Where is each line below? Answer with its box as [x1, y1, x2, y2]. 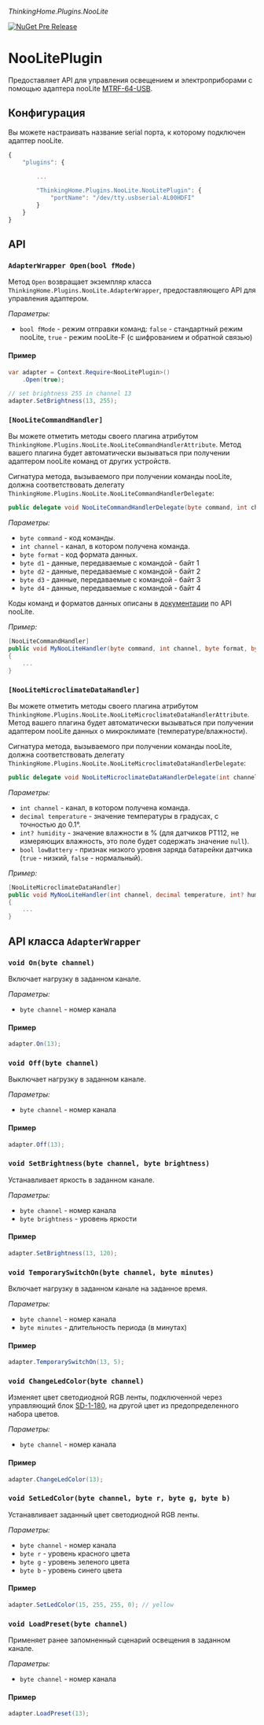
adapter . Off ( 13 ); [8, 1141, 65, 1148]
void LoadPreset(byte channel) [8, 1620, 128, 1628]
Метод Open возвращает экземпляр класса [8, 277, 152, 286]
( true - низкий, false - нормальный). [19, 853, 143, 862]
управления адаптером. [8, 294, 89, 304]
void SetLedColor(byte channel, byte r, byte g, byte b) [8, 1494, 231, 1503]
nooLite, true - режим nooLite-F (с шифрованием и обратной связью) [19, 333, 253, 342]
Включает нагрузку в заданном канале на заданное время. [8, 1284, 208, 1293]
